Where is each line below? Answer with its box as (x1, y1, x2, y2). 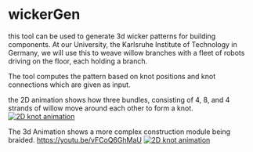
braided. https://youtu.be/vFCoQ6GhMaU (8, 135, 143, 144)
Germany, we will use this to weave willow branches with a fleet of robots (8, 48, 245, 57)
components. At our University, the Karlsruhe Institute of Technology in (8, 39, 237, 49)
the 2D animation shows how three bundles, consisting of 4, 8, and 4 (8, 95, 230, 104)
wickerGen (8, 5, 81, 24)
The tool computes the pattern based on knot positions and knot (8, 71, 216, 81)
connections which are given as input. (8, 80, 131, 89)
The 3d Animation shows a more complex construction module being (8, 127, 231, 136)
